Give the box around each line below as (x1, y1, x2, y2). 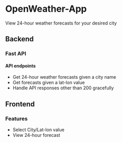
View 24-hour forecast (12, 132, 60, 138)
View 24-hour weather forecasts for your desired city (5, 20, 117, 26)
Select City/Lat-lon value (12, 127, 65, 133)
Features (5, 115, 28, 122)
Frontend (5, 100, 35, 108)
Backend (5, 35, 34, 43)
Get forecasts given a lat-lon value (12, 80, 85, 86)
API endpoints (5, 62, 36, 69)
